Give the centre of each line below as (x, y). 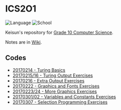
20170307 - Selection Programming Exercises (60, 102)
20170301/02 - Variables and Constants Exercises (64, 96)
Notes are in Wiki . (23, 42)
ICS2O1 (21, 9)
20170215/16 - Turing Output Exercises (53, 75)
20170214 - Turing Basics (39, 70)
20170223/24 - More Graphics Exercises (55, 91)
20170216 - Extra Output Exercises (48, 80)
